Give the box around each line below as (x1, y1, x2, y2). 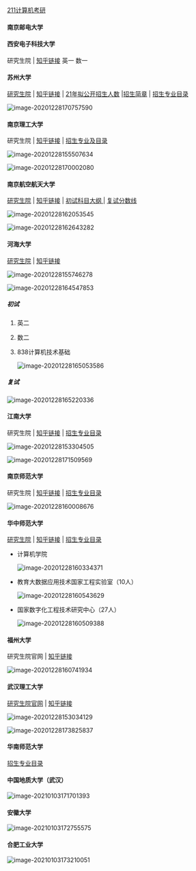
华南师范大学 (7, 742, 43, 751)
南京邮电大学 (7, 23, 43, 31)
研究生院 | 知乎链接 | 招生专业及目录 (7, 136, 108, 145)
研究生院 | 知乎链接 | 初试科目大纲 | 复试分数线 (7, 197, 137, 205)
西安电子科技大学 (7, 40, 55, 48)
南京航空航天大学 (7, 180, 55, 188)
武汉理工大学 (7, 682, 43, 690)
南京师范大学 (7, 472, 43, 481)
